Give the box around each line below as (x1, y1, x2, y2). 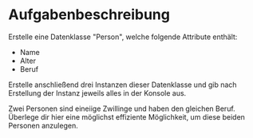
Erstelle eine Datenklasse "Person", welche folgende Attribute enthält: (8, 32, 238, 41)
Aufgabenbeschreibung (8, 6, 170, 24)
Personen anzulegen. (8, 120, 78, 130)
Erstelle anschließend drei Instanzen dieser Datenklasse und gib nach (8, 80, 237, 89)
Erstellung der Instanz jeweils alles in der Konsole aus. (8, 88, 187, 97)
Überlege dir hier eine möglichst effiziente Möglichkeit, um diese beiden (8, 112, 246, 121)
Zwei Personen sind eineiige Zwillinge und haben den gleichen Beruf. (8, 104, 235, 113)
